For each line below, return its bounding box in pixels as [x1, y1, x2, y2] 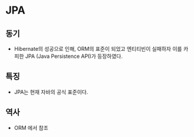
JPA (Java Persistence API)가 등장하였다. [25, 53, 123, 60]
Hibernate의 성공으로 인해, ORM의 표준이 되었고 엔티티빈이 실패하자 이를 [14, 45, 182, 52]
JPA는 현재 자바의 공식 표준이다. [14, 88, 88, 95]
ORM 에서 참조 [14, 124, 48, 131]
